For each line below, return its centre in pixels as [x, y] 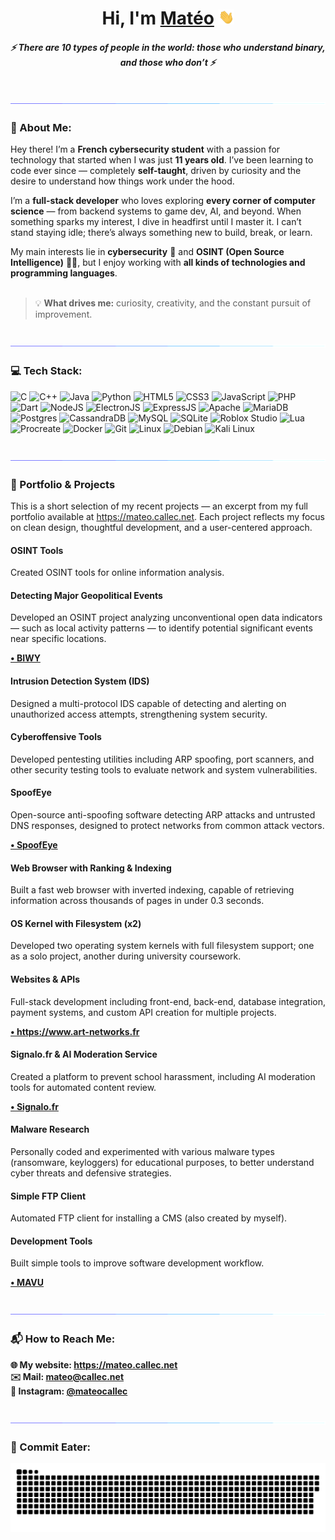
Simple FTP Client [48, 1196]
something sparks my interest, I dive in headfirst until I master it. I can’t [156, 222]
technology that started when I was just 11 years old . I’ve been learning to [162, 160]
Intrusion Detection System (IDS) [80, 681]
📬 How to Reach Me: [63, 1339]
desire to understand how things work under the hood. [122, 181]
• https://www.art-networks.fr [75, 1031]
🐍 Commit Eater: [51, 1447]
